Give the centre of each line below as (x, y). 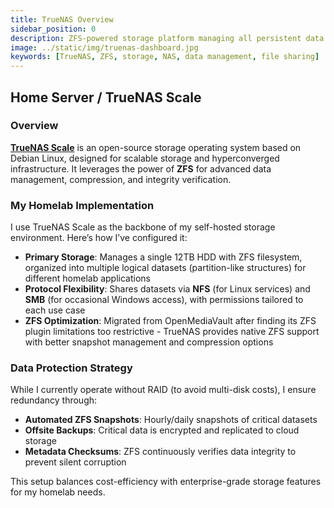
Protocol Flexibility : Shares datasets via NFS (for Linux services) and (167, 289)
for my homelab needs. (58, 492)
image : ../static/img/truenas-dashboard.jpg (104, 47)
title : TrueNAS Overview (62, 19)
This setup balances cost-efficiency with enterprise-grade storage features (166, 482)
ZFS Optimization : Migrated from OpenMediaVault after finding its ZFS (170, 321)
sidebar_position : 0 (53, 29)
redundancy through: (54, 400)
